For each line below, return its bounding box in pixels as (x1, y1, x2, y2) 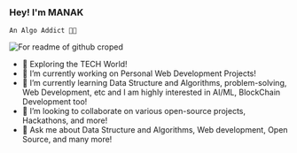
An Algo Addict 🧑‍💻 (9, 27, 77, 35)
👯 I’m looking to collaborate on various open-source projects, (21, 106, 246, 117)
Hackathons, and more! (21, 115, 108, 126)
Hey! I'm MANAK (9, 6, 84, 19)
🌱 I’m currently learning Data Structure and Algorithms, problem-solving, (21, 78, 287, 88)
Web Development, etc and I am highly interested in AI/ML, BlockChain (21, 87, 281, 98)
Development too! (21, 96, 88, 107)
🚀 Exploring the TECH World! (21, 59, 128, 70)
